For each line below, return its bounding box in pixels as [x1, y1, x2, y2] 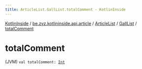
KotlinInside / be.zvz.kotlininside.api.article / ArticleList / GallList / [5, 20, 137, 26]
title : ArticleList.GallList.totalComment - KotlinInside [5, 7, 126, 12]
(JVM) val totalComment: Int [5, 59, 65, 65]
